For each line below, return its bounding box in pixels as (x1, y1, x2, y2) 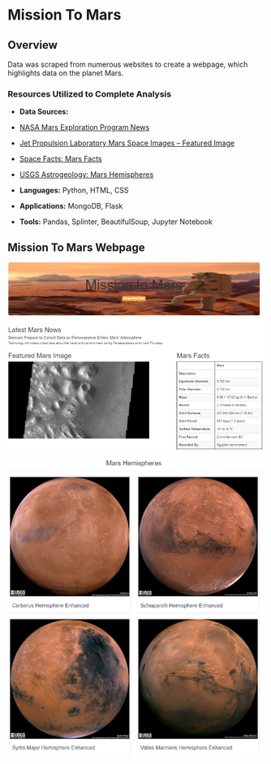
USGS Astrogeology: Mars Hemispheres (19, 170, 154, 179)
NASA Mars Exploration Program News (19, 123, 150, 132)
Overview (7, 38, 58, 52)
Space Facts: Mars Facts (19, 154, 102, 164)
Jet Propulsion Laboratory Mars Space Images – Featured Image (19, 138, 235, 148)
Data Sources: (19, 107, 69, 117)
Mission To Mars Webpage (7, 240, 145, 254)
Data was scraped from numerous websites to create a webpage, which (7, 59, 248, 69)
